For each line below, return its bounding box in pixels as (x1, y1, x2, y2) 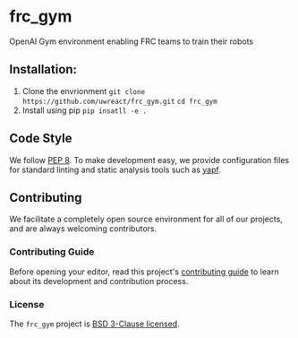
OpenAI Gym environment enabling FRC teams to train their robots (9, 36, 254, 47)
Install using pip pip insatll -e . (21, 105, 148, 116)
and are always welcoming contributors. (9, 223, 158, 234)
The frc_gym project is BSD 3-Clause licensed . (9, 318, 181, 329)
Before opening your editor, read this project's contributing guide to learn (9, 266, 279, 277)
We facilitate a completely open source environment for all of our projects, (9, 213, 284, 225)
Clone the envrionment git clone (21, 85, 146, 96)
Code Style (9, 131, 72, 146)
